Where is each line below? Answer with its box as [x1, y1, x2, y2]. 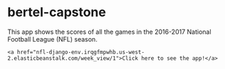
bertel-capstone [7, 4, 107, 20]
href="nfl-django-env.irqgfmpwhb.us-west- [16, 49, 145, 56]
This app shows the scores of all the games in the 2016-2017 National [7, 27, 211, 36]
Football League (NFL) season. [7, 34, 98, 43]
